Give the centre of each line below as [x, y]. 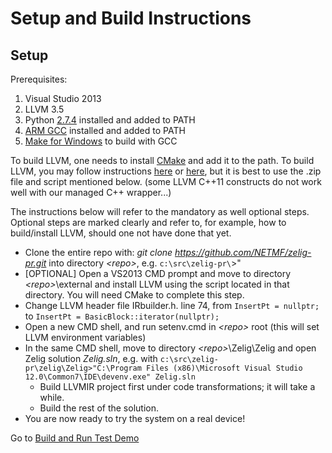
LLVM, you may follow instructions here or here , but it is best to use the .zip [166, 171]
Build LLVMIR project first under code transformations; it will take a [177, 386]
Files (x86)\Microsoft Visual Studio [224, 368]
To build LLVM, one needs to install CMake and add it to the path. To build [162, 160]
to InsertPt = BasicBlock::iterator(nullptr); [122, 316]
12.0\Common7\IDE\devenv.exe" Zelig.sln [110, 377]
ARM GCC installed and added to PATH [105, 130]
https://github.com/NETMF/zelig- [243, 252]
